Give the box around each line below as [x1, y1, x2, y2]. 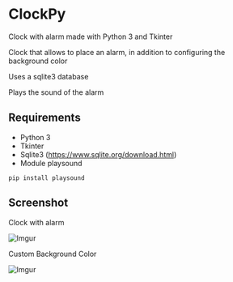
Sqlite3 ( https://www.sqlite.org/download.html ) [19, 149, 177, 159]
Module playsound [19, 158, 83, 168]
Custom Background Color [8, 249, 97, 258]
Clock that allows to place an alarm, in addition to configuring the [8, 47, 226, 57]
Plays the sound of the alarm [8, 87, 104, 97]
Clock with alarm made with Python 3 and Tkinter [8, 32, 173, 41]
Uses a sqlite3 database [8, 71, 89, 81]
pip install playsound [8, 173, 85, 182]
